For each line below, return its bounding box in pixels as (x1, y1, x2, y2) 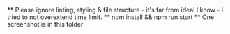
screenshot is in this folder (7, 20, 84, 28)
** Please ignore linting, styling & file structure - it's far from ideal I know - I (7, 6, 224, 14)
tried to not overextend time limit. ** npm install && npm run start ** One (7, 13, 215, 21)
